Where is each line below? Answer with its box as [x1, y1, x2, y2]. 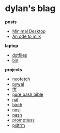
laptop [5, 43, 18, 48]
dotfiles [12, 52, 28, 58]
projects [5, 66, 23, 73]
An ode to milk [12, 33, 41, 39]
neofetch [12, 76, 30, 82]
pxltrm [12, 122, 25, 128]
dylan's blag [5, 3, 56, 14]
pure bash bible [12, 91, 44, 97]
